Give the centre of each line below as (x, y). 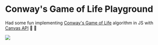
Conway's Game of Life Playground (79, 9)
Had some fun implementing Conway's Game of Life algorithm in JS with (79, 23)
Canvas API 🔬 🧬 (21, 28)
